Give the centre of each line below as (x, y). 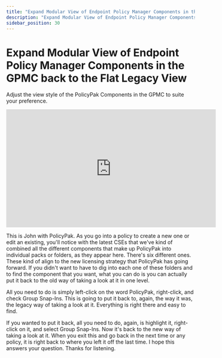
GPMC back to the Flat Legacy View (97, 78)
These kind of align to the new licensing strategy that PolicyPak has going (97, 261)
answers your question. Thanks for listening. (61, 348)
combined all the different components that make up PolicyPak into (89, 249)
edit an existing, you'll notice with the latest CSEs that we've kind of (89, 242)
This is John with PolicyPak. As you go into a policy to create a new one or (98, 236)
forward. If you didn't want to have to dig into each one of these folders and (100, 268)
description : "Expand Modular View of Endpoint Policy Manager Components (101, 17)
